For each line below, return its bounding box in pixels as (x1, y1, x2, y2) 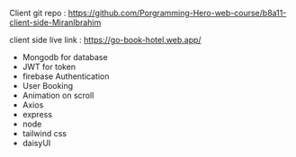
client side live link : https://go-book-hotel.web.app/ (9, 35, 202, 45)
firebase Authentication (22, 71, 110, 82)
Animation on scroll (22, 90, 94, 100)
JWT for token (22, 62, 76, 72)
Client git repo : (9, 8, 67, 18)
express (22, 109, 52, 119)
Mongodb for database (22, 52, 108, 62)
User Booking (22, 81, 74, 91)
